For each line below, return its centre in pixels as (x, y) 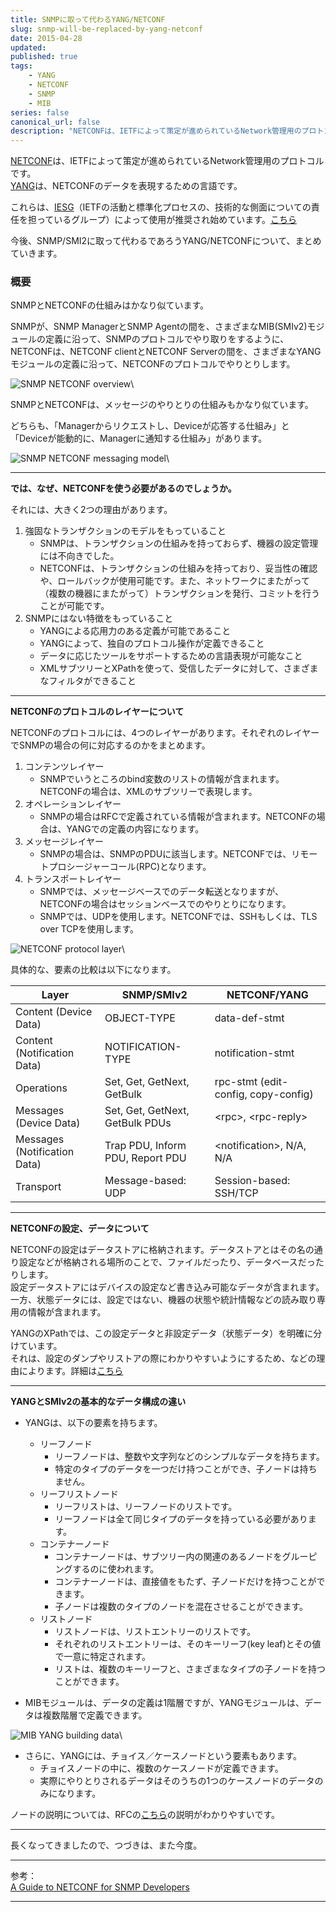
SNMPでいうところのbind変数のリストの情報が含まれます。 (162, 779)
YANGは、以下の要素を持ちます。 (93, 1423)
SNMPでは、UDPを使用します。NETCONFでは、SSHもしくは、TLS (178, 917)
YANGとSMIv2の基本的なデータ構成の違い (98, 1402)
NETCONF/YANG (267, 995)
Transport (38, 1187)
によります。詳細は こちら (71, 1371)
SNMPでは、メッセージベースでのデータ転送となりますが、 (162, 892)
